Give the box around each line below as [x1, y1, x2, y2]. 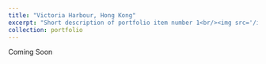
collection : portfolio [8, 26, 83, 34]
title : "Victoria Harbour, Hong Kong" [8, 11, 136, 20]
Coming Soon [8, 48, 53, 57]
